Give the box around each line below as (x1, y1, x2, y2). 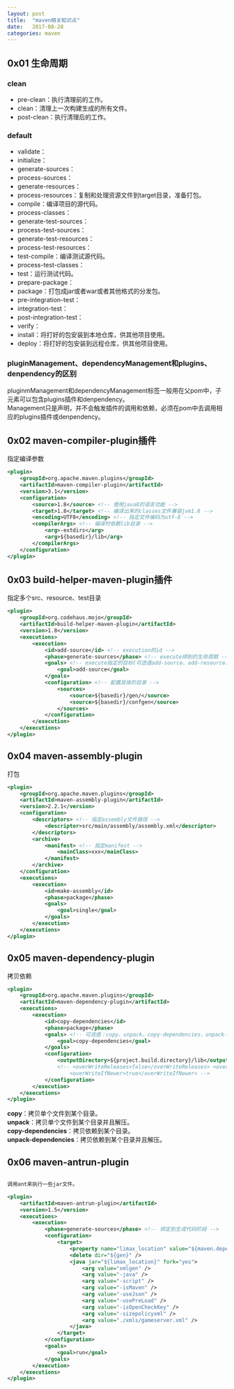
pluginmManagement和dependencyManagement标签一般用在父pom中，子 (7, 386, 221, 394)
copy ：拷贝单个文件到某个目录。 (7, 1109, 102, 1117)
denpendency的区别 (7, 369, 77, 379)
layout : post (7, 10, 45, 17)
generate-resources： (17, 182, 81, 191)
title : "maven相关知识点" (7, 17, 80, 24)
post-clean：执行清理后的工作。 (17, 112, 110, 121)
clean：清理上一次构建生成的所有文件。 (17, 104, 131, 112)
